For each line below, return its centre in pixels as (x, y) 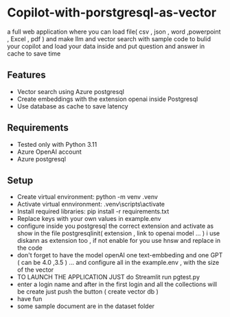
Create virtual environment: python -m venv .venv (87, 197)
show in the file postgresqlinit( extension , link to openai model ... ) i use (118, 233)
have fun (30, 299)
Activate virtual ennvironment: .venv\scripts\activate (91, 204)
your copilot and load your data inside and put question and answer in (106, 46)
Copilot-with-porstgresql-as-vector (112, 13)
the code (30, 248)
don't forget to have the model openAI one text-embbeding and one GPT (120, 255)
